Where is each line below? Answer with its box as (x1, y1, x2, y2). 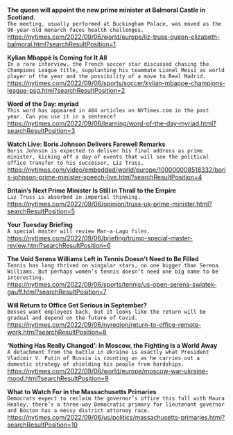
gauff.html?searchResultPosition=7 (7, 287, 107, 296)
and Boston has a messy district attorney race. (7, 407, 150, 414)
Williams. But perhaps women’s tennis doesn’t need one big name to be (7, 268, 218, 275)
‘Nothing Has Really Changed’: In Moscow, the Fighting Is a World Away (7, 341, 218, 349)
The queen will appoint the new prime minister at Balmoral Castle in (7, 6, 206, 14)
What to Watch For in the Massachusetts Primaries (7, 388, 157, 396)
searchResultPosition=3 (7, 127, 76, 134)
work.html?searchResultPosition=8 (7, 328, 107, 336)
